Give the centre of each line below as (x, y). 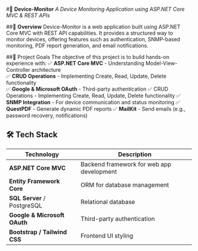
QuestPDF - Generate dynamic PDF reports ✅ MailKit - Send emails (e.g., (96, 109)
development (99, 171)
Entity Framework (34, 181)
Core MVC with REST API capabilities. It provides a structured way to (90, 33)
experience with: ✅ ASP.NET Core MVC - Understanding (75, 63)
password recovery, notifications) (47, 115)
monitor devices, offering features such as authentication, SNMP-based (93, 39)
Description (135, 154)
